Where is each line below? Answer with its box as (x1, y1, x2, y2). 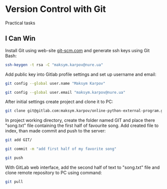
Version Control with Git (5, 3, 106, 15)
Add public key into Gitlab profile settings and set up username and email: (5, 71, 157, 77)
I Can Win (5, 34, 36, 43)
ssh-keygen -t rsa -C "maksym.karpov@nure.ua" (5, 62, 103, 67)
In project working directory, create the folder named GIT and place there (5, 118, 155, 124)
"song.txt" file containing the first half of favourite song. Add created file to (5, 123, 159, 128)
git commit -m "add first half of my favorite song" (5, 146, 117, 152)
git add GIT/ (5, 137, 32, 142)
